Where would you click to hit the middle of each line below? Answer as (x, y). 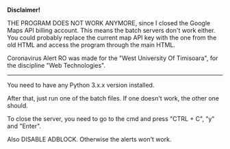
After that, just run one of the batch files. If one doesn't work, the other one (113, 98)
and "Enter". (24, 126)
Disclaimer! (24, 10)
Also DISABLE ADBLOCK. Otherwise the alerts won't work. (89, 139)
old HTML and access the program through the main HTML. (91, 45)
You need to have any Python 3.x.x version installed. (81, 85)
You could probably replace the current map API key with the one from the (112, 38)
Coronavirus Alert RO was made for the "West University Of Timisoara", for (113, 58)
